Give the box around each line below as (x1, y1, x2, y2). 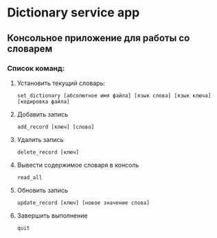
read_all (16, 174, 43, 181)
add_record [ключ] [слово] (16, 123, 95, 130)
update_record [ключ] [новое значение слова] (16, 199, 150, 206)
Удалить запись (16, 135, 64, 143)
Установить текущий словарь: (16, 79, 105, 87)
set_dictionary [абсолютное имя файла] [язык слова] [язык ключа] (16, 92, 212, 99)
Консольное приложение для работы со (7, 32, 190, 44)
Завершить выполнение (16, 211, 88, 219)
